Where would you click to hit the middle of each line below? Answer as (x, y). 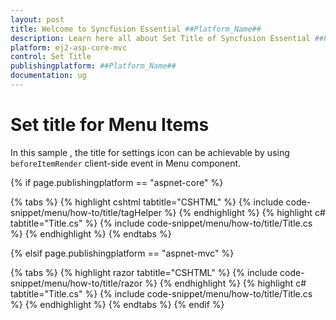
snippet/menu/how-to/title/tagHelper (86, 212)
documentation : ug (48, 76)
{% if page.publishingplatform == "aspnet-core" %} (117, 182)
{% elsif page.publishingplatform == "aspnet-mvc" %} (122, 253)
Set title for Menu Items (110, 125)
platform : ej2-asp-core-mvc (69, 47)
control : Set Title (51, 57)
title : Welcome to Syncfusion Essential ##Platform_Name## (136, 29)
